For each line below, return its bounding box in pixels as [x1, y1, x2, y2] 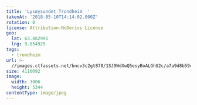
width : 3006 [11, 79, 41, 85]
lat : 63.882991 [11, 36, 49, 41]
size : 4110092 [6, 68, 41, 74]
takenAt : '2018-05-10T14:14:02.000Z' [6, 14, 98, 20]
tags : [6, 47, 19, 52]
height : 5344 [11, 85, 43, 90]
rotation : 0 [6, 19, 35, 25]
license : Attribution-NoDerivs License [6, 24, 104, 31]
